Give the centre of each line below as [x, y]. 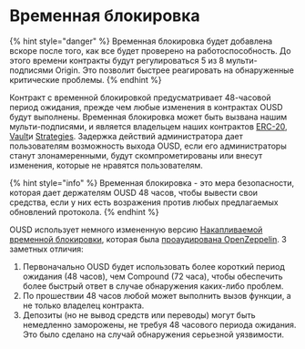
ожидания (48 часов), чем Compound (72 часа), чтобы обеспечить [153, 276]
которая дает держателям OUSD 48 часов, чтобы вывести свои [133, 192]
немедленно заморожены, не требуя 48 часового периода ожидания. [159, 324]
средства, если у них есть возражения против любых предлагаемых [144, 202]
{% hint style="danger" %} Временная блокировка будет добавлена [141, 41]
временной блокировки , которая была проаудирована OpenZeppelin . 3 [148, 239]
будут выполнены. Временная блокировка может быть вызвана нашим [148, 117]
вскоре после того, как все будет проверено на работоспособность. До [150, 50]
